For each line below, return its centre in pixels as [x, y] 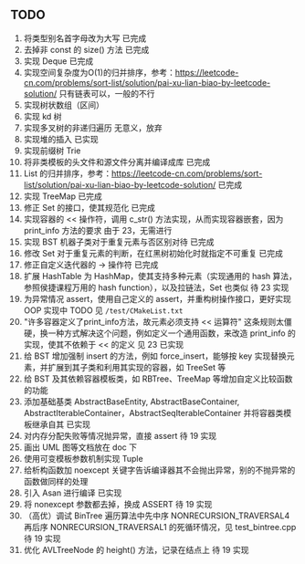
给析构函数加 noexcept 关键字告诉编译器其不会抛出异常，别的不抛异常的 [159, 470]
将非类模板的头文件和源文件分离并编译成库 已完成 [117, 162]
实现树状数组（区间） [63, 105]
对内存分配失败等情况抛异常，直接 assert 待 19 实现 [120, 435]
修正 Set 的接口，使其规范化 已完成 [89, 207]
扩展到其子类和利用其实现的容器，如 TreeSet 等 [137, 367]
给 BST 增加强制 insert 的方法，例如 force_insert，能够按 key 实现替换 [155, 356]
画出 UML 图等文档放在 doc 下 [80, 447]
